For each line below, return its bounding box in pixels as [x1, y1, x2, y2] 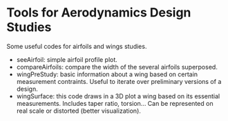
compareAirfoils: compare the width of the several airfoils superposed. [16, 63, 218, 71]
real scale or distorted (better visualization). [16, 107, 141, 115]
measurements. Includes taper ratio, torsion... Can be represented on [16, 99, 213, 107]
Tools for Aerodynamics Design [6, 5, 191, 21]
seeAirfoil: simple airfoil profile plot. [16, 55, 118, 63]
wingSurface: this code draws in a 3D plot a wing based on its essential [16, 91, 220, 100]
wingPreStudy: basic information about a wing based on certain [16, 70, 198, 78]
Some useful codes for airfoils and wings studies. [6, 42, 147, 50]
